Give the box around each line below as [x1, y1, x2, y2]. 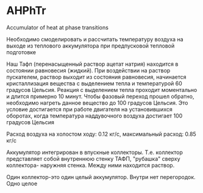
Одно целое [6, 180, 38, 187]
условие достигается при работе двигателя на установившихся [6, 105, 173, 113]
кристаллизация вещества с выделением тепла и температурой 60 [6, 80, 183, 87]
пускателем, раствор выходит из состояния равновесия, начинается [6, 73, 187, 80]
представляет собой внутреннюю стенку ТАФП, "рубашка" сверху [6, 155, 181, 162]
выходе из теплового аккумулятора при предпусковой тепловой [6, 42, 175, 49]
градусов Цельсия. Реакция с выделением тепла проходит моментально [6, 86, 198, 93]
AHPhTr [6, 4, 46, 18]
